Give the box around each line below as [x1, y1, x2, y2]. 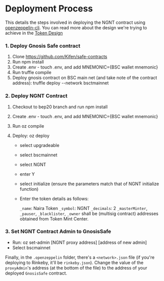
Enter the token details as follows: [19, 196, 89, 202]
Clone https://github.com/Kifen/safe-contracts [12, 54, 108, 60]
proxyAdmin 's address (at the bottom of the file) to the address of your [5, 265, 148, 271]
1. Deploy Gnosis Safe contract [5, 42, 81, 49]
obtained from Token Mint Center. [19, 215, 89, 221]
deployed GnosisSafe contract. [5, 270, 67, 276]
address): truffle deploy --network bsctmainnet [12, 80, 109, 86]
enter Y [19, 171, 35, 177]
